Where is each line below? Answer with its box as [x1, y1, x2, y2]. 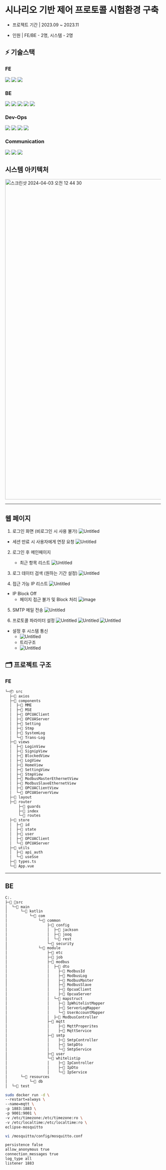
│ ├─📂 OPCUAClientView [9, 785, 58, 791]
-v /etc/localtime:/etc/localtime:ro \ [5, 1120, 87, 1125]
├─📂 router [9, 799, 32, 804]
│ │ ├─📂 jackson [5, 927, 79, 932]
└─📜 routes [18, 813, 41, 818]
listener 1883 [5, 1161, 35, 1166]
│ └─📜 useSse [9, 855, 39, 860]
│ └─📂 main [5, 904, 30, 910]
